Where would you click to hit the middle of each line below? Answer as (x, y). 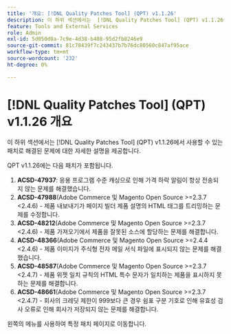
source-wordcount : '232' (43, 59)
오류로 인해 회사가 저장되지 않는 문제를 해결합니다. (91, 309)
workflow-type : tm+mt (38, 52)
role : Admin (24, 33)
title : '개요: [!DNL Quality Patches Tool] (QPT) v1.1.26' (92, 13)
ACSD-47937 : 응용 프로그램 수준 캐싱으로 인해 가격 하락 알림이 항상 (109, 180)
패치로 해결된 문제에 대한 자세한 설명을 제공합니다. (74, 150)
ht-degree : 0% (27, 65)
